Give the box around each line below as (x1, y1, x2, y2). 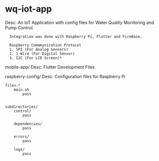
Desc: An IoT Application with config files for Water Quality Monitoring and (5, 20, 154, 25)
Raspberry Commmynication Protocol (9, 42, 82, 47)
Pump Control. (5, 24, 34, 30)
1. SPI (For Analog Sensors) (9, 47, 69, 52)
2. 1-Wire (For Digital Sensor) (9, 51, 75, 56)
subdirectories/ (5, 104, 38, 109)
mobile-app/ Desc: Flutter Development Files (5, 64, 95, 70)
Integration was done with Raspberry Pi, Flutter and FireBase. (9, 34, 142, 39)
